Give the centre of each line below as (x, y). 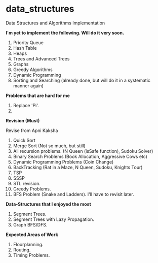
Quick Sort (24, 140)
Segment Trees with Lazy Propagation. (53, 219)
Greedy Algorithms (33, 70)
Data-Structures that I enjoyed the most (49, 204)
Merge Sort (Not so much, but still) (49, 146)
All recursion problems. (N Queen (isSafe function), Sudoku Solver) (83, 151)
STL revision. (27, 183)
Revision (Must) (23, 120)
